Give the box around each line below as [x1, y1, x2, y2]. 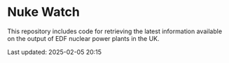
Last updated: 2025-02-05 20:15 [7, 48, 102, 56]
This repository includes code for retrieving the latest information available [7, 27, 223, 35]
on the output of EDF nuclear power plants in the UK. [7, 34, 160, 42]
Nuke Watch [7, 4, 81, 20]
